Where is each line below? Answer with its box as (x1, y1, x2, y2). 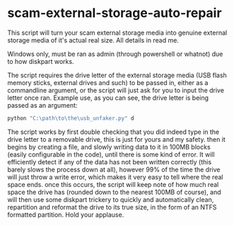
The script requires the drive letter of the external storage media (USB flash (7, 71, 228, 79)
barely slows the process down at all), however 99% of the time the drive (7, 165, 221, 174)
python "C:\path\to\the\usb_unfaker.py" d (7, 115, 134, 122)
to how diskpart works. (7, 57, 74, 65)
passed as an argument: (7, 101, 78, 109)
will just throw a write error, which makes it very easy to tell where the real (7, 172, 223, 181)
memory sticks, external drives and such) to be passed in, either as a (7, 78, 209, 86)
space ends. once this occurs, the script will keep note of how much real (7, 180, 219, 188)
